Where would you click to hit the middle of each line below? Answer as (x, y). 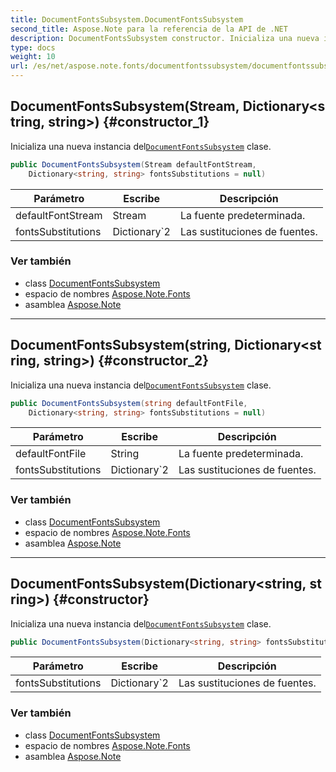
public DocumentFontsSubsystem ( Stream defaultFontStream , (133, 164)
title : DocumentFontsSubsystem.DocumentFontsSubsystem (127, 19)
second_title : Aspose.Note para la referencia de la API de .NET (149, 29)
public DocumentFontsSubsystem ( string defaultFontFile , (129, 403)
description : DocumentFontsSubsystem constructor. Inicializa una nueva (165, 38)
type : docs (33, 47)
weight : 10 (33, 57)
